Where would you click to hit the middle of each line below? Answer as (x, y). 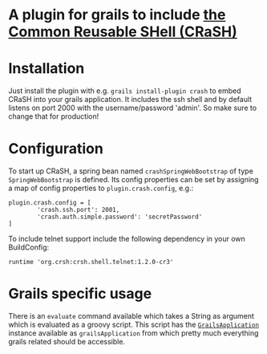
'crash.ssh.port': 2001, (79, 210)
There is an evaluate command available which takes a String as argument (131, 316)
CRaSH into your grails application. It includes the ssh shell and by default (130, 100)
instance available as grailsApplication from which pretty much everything (133, 333)
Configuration (56, 149)
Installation (47, 69)
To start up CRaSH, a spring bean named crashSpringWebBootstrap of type (131, 171)
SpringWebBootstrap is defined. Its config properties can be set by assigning (133, 180)
